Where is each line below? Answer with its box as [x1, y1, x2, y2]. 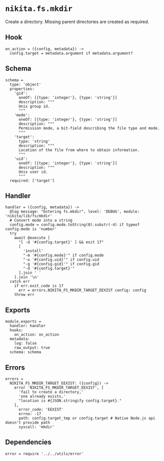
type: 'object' [9, 82, 41, 87]
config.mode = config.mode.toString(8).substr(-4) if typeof [9, 222, 140, 227]
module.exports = [5, 319, 41, 324]
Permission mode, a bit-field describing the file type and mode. [18, 125, 160, 131]
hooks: [9, 328, 23, 333]
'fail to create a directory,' [18, 390, 84, 395]
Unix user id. [18, 169, 48, 174]
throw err [14, 292, 35, 297]
